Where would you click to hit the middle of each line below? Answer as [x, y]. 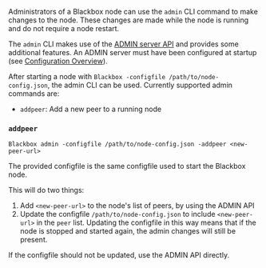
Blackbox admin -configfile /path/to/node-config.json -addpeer [117, 144]
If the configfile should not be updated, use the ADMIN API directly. [119, 255]
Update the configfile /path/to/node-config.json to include [117, 214]
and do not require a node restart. [64, 28]
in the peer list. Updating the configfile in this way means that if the [147, 222]
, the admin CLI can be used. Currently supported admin [140, 85]
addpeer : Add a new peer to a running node [91, 109]
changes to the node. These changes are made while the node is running [129, 20]
